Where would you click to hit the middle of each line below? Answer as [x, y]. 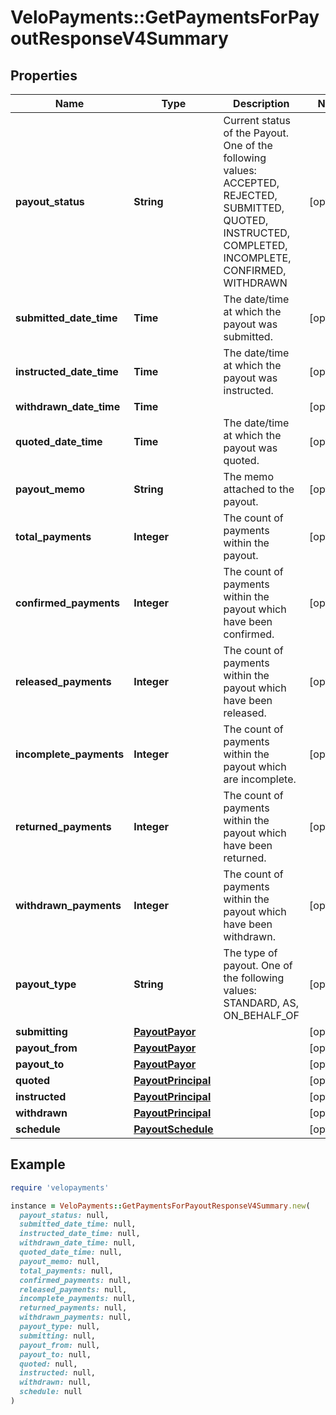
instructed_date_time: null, [80, 1234]
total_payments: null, [66, 1271]
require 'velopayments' [60, 1187]
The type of [250, 953]
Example [38, 1164]
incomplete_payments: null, [78, 1299]
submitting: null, [58, 1336]
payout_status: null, [64, 1215]
